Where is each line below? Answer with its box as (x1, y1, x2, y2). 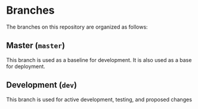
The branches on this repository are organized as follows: (6, 23, 148, 30)
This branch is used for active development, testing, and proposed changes (6, 96, 193, 103)
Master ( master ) (6, 41, 66, 51)
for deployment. (6, 63, 46, 70)
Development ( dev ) (6, 80, 78, 90)
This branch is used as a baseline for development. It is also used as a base (6, 56, 192, 63)
